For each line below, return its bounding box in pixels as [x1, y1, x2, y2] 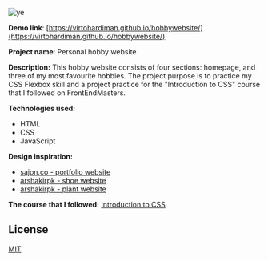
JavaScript [19, 136, 56, 146]
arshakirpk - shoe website [19, 176, 106, 185]
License [8, 223, 49, 236]
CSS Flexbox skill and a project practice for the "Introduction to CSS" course [8, 80, 261, 89]
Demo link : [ [8, 23, 50, 32]
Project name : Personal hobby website [8, 47, 137, 56]
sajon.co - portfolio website [19, 167, 111, 176]
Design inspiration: [8, 152, 74, 161]
